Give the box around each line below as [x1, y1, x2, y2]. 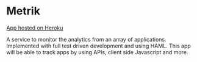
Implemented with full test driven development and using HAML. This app [6, 42, 191, 49]
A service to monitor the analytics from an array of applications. [6, 36, 167, 43]
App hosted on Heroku [6, 24, 63, 31]
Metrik [6, 4, 41, 18]
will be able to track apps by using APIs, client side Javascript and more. [6, 48, 188, 55]
